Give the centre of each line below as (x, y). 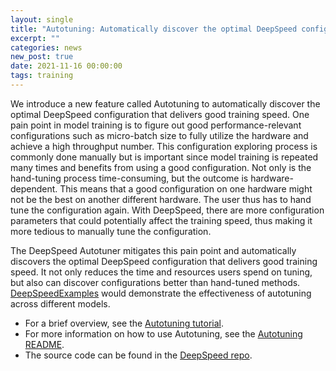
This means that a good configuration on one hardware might (186, 188)
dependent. (34, 188)
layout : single (42, 19)
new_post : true (42, 57)
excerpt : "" (35, 38)
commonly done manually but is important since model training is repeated (164, 157)
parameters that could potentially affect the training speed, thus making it (161, 220)
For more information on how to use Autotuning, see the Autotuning (163, 333)
